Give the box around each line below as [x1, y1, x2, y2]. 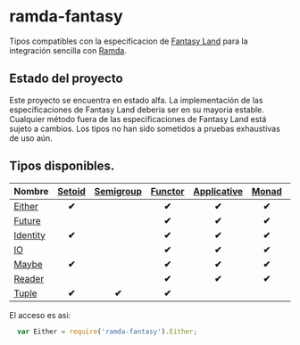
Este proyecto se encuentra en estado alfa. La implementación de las [9, 94, 263, 105]
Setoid [57, 185, 87, 197]
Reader [13, 272, 45, 284]
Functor [150, 185, 185, 197]
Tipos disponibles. [9, 159, 115, 174]
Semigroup [94, 185, 143, 197]
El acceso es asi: [9, 309, 71, 320]
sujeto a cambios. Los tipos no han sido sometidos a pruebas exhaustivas [9, 123, 281, 134]
